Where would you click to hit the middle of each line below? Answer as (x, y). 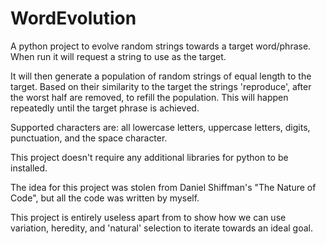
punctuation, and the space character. (89, 138)
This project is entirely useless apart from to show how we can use (148, 217)
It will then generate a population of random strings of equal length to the (161, 76)
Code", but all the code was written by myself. (105, 198)
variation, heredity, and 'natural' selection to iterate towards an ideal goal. (161, 228)
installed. (29, 168)
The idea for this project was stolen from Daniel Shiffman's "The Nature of (163, 187)
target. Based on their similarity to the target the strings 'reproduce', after (161, 86)
